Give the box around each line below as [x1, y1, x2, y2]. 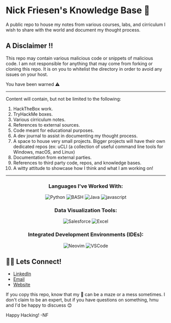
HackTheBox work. [13, 105, 53, 111]
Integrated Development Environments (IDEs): [27, 231, 144, 238]
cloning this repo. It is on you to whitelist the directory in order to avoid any [6, 66, 162, 72]
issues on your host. [6, 71, 48, 77]
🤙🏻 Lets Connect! [6, 257, 62, 266]
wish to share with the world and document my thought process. [6, 26, 141, 33]
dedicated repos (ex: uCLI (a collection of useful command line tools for [13, 143, 163, 150]
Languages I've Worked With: [48, 183, 123, 190]
